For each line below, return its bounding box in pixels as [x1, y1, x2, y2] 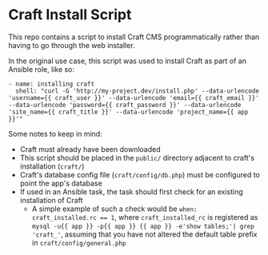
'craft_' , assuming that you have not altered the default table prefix [31, 229, 258, 239]
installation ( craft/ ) [19, 161, 85, 171]
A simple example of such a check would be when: [31, 204, 198, 213]
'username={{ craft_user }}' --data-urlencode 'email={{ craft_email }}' [8, 94, 260, 102]
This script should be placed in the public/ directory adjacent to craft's [19, 153, 254, 162]
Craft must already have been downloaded [19, 144, 161, 153]
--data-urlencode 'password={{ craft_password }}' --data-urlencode [8, 101, 242, 109]
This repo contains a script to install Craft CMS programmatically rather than [8, 32, 260, 42]
